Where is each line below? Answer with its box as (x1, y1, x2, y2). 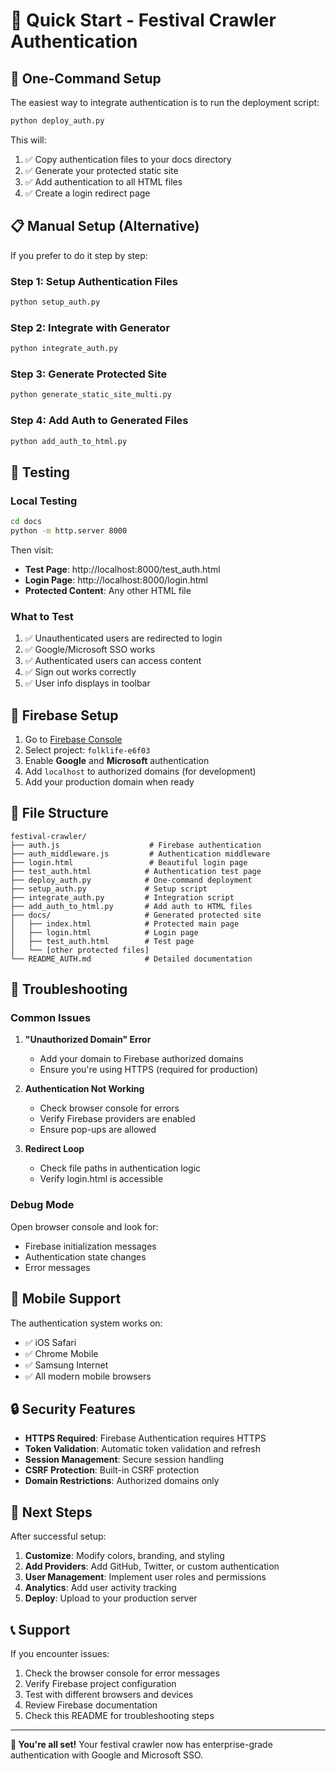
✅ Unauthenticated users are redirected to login (24, 632, 223, 644)
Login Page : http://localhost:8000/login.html (24, 574, 208, 586)
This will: (10, 134, 47, 146)
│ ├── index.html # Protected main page (10, 919, 240, 929)
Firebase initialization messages (24, 1240, 157, 1252)
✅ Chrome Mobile (24, 1347, 99, 1359)
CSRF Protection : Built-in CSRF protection (24, 1464, 200, 1476)
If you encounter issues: (10, 1647, 110, 1659)
